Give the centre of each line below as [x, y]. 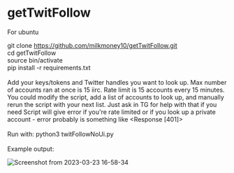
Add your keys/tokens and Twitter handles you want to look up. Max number [117, 82]
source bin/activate [35, 60]
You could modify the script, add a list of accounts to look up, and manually [116, 97]
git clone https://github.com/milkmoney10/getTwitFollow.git [93, 45]
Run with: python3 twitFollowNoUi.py [60, 134]
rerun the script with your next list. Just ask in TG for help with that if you [112, 104]
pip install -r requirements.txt [49, 67]
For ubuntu [23, 32]
